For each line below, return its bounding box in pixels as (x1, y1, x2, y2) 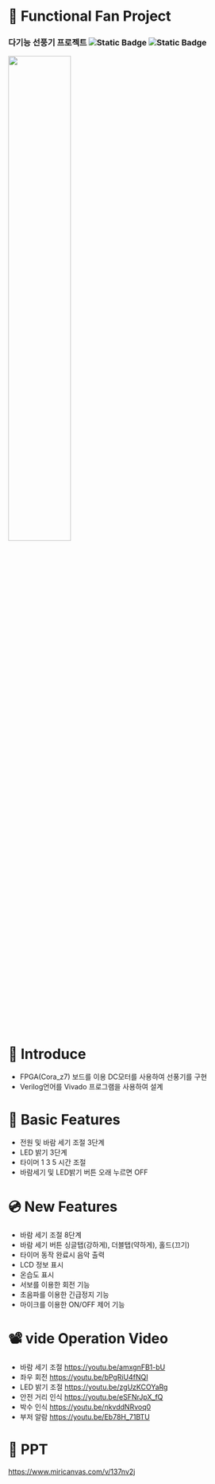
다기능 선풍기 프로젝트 (8, 37, 87, 49)
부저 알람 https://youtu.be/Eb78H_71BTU (19, 1412, 151, 1422)
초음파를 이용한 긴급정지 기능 (19, 1290, 109, 1299)
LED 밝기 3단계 (19, 1147, 67, 1157)
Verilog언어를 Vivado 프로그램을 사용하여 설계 (19, 1082, 163, 1092)
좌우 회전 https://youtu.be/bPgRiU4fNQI (19, 1373, 148, 1382)
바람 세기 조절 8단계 (19, 1230, 82, 1240)
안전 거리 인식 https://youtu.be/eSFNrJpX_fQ (19, 1392, 163, 1402)
